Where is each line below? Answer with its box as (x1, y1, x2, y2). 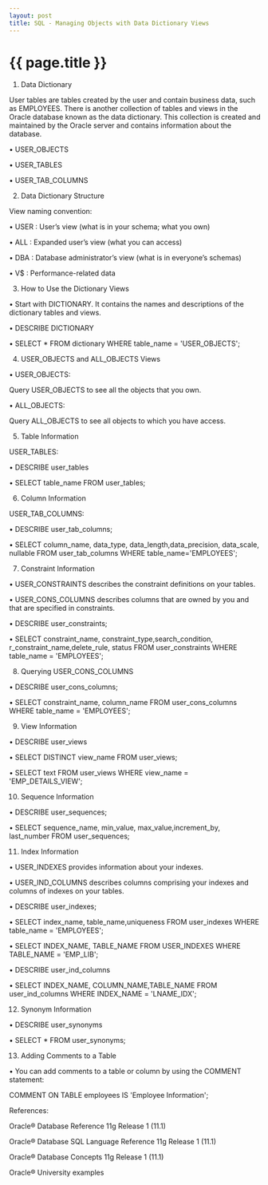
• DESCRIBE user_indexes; (9, 902, 97, 911)
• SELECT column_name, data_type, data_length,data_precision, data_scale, (9, 540, 260, 549)
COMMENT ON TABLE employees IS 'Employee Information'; (9, 1091, 209, 1100)
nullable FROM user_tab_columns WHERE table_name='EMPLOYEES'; (9, 549, 238, 558)
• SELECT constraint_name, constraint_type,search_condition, (9, 634, 214, 644)
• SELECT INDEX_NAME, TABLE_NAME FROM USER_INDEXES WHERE (9, 941, 242, 951)
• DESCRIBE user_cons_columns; (9, 682, 118, 692)
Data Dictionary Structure (20, 191, 104, 200)
